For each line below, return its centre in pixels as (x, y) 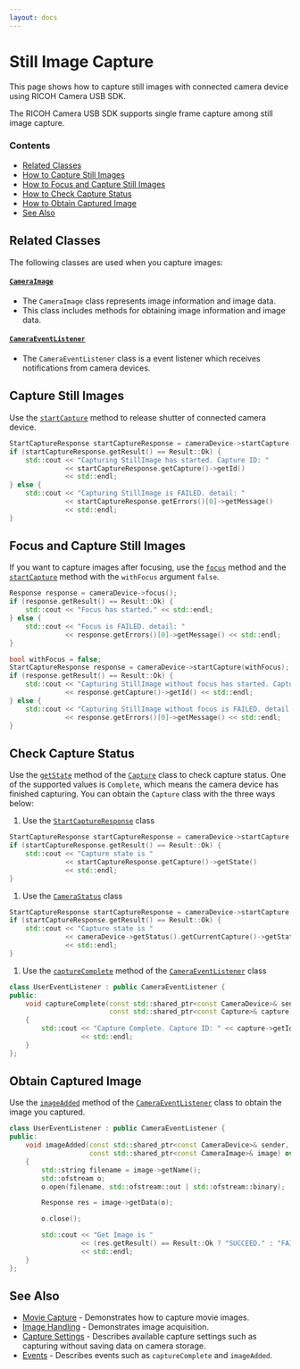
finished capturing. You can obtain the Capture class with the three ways (142, 794)
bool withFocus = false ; (55, 659)
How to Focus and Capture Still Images (94, 184)
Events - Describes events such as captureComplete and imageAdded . (147, 1356)
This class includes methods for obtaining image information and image (154, 310)
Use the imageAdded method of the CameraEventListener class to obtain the (146, 1103)
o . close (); (62, 1219)
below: (21, 804)
